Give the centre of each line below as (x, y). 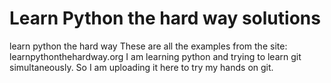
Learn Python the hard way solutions (165, 18)
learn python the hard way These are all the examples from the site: (148, 46)
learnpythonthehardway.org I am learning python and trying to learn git (155, 56)
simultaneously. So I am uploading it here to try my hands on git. (141, 67)
